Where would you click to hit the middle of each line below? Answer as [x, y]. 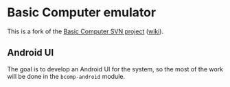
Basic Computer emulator [82, 13]
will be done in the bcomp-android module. [66, 76]
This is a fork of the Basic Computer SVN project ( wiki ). [85, 31]
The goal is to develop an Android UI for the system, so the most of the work [115, 69]
